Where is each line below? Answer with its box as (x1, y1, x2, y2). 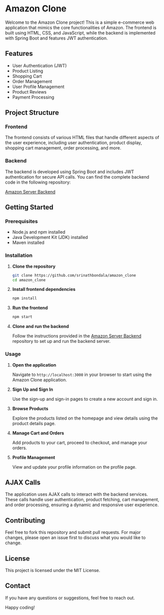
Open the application (12, 362, 57, 368)
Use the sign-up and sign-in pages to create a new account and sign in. (12, 396, 158, 402)
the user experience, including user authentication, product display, (5, 140, 142, 146)
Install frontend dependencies (12, 286, 76, 292)
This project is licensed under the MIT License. (5, 567, 100, 573)
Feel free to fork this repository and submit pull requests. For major (5, 529, 141, 535)
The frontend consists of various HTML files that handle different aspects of (5, 135, 160, 141)
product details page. (12, 420, 56, 426)
